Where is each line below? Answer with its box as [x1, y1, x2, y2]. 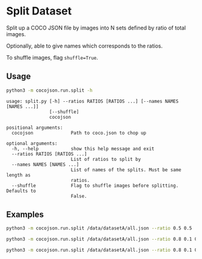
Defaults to [6, 188, 36, 194]
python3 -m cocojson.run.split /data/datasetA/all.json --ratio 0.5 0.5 [6, 225, 192, 231]
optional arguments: [6, 140, 58, 146]
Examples [6, 210, 44, 220]
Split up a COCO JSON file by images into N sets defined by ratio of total [6, 24, 186, 31]
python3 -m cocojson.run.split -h [6, 87, 93, 93]
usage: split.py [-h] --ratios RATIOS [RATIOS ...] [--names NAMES [6, 98, 179, 104]
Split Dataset [6, 4, 72, 18]
